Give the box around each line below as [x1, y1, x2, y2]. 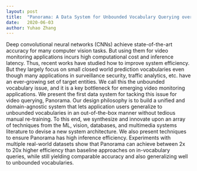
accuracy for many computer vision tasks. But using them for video [6, 47, 168, 54]
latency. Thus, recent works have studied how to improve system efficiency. [6, 60, 190, 67]
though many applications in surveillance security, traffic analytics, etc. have [6, 72, 191, 79]
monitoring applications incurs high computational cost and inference [6, 53, 174, 60]
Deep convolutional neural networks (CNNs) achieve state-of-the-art [6, 41, 173, 48]
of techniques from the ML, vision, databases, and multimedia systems [6, 122, 177, 129]
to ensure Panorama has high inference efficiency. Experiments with [6, 134, 171, 141]
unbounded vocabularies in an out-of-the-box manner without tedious [6, 110, 176, 117]
